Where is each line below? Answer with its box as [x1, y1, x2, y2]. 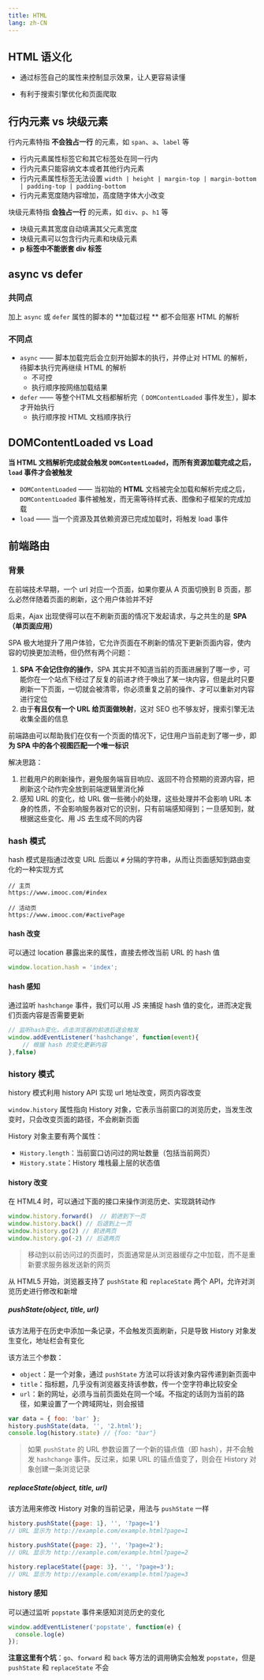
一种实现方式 [21, 864, 64, 874]
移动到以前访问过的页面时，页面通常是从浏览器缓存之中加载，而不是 [27, 1249, 249, 1259]
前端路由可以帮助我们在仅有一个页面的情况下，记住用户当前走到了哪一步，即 [8, 730, 257, 740]
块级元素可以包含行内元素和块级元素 [19, 234, 138, 243]
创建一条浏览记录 [34, 1464, 91, 1474]
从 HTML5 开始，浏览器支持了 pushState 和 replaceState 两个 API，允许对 [8, 1276, 248, 1286]
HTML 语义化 [8, 50, 73, 63]
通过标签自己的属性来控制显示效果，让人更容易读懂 [19, 73, 186, 82]
